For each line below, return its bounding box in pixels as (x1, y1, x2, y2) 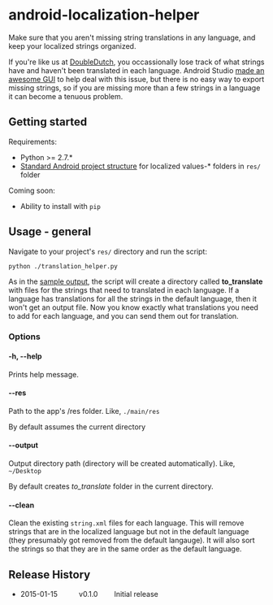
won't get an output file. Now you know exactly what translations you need (8, 302, 258, 312)
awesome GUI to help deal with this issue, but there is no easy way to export (8, 74, 265, 84)
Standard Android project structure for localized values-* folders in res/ (19, 161, 262, 171)
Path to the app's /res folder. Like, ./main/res (8, 406, 160, 416)
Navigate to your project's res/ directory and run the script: (8, 246, 207, 256)
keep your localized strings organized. (8, 41, 136, 50)
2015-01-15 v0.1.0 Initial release (19, 590, 158, 599)
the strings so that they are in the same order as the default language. (8, 544, 242, 554)
